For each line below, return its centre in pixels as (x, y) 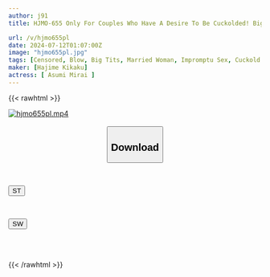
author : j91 (28, 16)
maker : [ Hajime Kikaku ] (48, 68)
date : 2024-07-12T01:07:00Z (55, 45)
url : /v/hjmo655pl (39, 38)
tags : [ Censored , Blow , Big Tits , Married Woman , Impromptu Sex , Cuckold (135, 60)
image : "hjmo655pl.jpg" (48, 53)
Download (135, 147)
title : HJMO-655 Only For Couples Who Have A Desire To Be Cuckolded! (129, 23)
